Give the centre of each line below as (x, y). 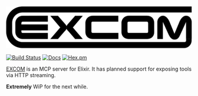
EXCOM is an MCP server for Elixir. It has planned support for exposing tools (99, 69)
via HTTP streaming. (31, 75)
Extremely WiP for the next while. (47, 87)
